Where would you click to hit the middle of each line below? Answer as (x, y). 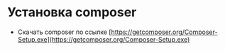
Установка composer (72, 12)
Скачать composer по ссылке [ (64, 32)
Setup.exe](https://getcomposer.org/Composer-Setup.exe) (104, 39)
